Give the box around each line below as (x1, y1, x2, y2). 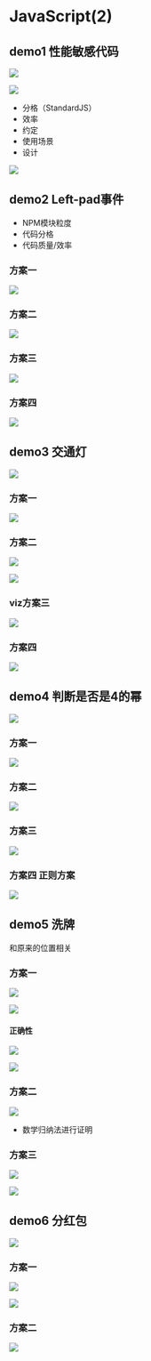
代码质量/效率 (21, 239, 73, 250)
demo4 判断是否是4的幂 (9, 689, 142, 705)
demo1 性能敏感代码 (9, 44, 120, 59)
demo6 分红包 (9, 1213, 87, 1228)
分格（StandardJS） (21, 102, 97, 113)
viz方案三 (9, 597, 51, 609)
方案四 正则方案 (9, 869, 75, 882)
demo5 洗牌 (9, 917, 75, 932)
